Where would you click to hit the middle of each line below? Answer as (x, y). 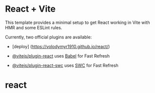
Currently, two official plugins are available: (48, 37)
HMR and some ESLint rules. (34, 27)
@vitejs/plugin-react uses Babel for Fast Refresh (61, 56)
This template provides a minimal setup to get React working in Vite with (77, 22)
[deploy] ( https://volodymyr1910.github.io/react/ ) (61, 46)
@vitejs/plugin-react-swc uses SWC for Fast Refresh (65, 65)
